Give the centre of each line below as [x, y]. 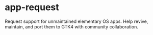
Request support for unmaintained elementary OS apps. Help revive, [76, 21]
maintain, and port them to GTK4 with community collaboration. [71, 26]
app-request [32, 7]
